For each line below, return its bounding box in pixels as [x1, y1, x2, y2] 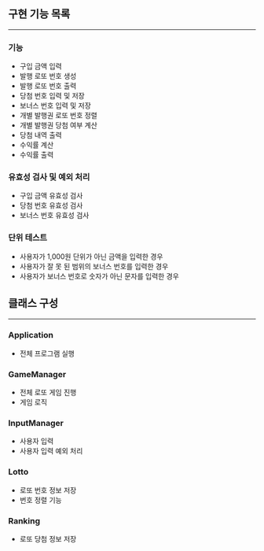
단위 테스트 [8, 232, 48, 243]
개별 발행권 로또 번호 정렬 [19, 111, 98, 120]
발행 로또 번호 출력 [19, 81, 77, 91]
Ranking [8, 515, 41, 526]
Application [8, 330, 53, 341]
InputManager [8, 418, 64, 429]
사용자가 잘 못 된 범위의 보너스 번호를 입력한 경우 [19, 261, 169, 271]
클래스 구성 [8, 297, 59, 310]
